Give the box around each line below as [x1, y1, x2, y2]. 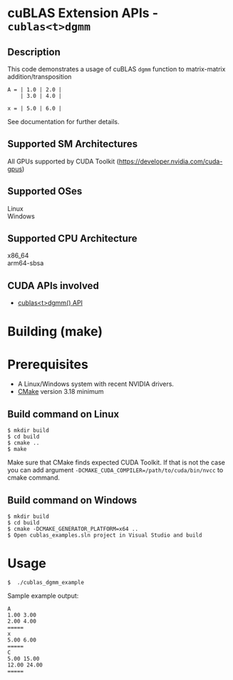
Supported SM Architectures [7, 138, 138, 151]
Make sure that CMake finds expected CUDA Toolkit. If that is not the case [7, 458, 226, 467]
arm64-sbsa [7, 259, 44, 268]
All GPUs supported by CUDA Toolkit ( [7, 157, 120, 166]
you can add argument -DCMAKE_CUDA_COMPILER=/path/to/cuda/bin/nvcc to [7, 466, 224, 475]
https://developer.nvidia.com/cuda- [118, 157, 223, 166]
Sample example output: [7, 591, 79, 600]
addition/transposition [7, 73, 72, 81]
